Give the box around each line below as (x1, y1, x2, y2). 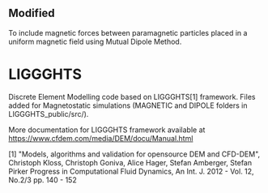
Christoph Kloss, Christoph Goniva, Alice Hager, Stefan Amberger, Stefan (8, 157, 253, 167)
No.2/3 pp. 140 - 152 (8, 174, 77, 185)
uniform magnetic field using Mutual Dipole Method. (8, 36, 182, 46)
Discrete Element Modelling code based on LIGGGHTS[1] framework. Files (8, 92, 256, 101)
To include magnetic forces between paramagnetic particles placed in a (8, 28, 248, 37)
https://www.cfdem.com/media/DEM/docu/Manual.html (8, 133, 194, 143)
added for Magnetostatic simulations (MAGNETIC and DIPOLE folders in (8, 101, 249, 110)
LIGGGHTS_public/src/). (8, 109, 89, 118)
